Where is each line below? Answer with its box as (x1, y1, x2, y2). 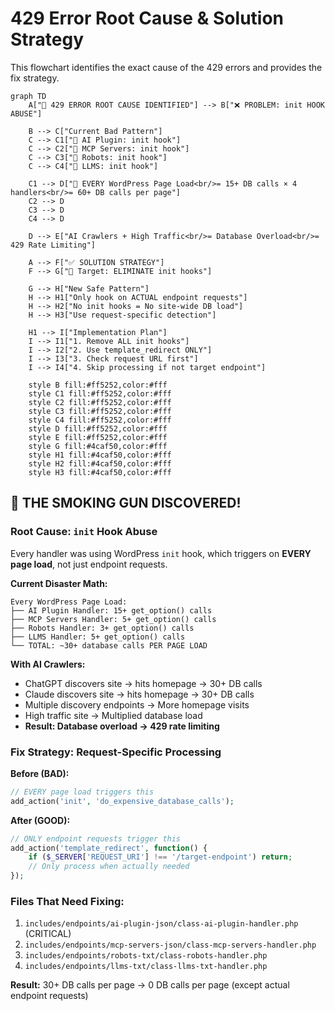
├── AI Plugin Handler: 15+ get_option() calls (10, 605, 213, 616)
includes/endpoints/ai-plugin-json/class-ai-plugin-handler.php (24, 919, 299, 929)
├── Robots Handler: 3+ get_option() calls (10, 623, 195, 633)
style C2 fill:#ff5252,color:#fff (28, 397, 172, 407)
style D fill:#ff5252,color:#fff (28, 423, 168, 434)
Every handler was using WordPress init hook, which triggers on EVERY (10, 547, 312, 559)
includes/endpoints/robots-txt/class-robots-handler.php (24, 951, 268, 961)
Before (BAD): (10, 767, 70, 779)
